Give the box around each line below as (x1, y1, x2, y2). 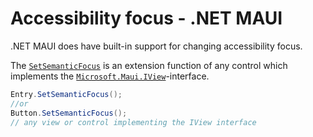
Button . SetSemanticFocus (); (10, 108, 128, 118)
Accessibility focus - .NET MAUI (10, 7, 283, 30)
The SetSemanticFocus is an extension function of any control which (10, 59, 288, 71)
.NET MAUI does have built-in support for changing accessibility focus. (10, 40, 303, 52)
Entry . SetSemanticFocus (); (10, 89, 123, 99)
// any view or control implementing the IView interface (10, 117, 257, 127)
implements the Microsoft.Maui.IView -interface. (10, 70, 210, 82)
